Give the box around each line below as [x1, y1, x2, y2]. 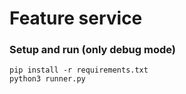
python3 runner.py [9, 74, 86, 84]
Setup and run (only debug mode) [9, 43, 176, 57]
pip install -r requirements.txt [9, 65, 149, 76]
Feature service [9, 7, 143, 30]
